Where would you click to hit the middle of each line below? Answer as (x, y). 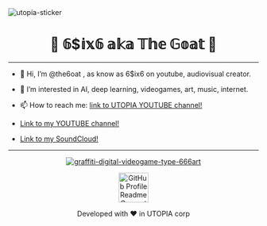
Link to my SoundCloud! (59, 139)
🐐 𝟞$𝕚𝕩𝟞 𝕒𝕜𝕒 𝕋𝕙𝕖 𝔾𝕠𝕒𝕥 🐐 (133, 45)
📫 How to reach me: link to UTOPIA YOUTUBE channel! (111, 105)
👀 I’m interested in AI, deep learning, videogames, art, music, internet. (134, 89)
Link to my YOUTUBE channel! (70, 123)
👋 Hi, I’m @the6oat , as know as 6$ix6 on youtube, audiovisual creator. (135, 74)
